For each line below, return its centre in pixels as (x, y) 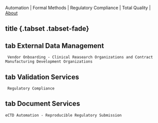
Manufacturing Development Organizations (49, 62)
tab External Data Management (54, 46)
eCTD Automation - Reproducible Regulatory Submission (63, 115)
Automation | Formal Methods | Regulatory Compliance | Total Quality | (78, 8)
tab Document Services (43, 104)
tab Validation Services (42, 77)
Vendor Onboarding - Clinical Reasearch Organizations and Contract (80, 57)
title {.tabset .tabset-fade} (47, 29)
